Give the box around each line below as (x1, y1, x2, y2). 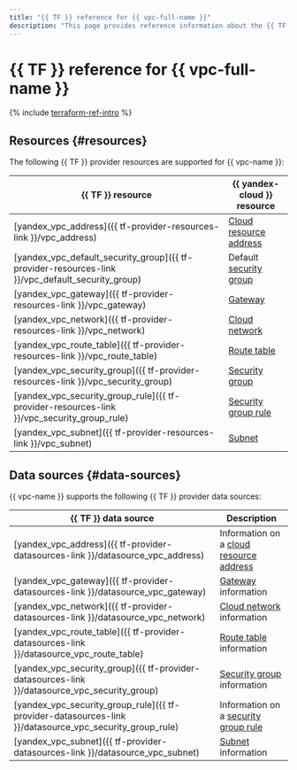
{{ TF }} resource (80, 189, 153, 201)
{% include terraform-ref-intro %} (9, 107, 133, 118)
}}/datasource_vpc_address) (87, 549, 205, 562)
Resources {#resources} (9, 133, 148, 148)
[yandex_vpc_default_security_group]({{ (13, 252, 179, 264)
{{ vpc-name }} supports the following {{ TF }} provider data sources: (9, 491, 262, 502)
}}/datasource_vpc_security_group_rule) (13, 721, 179, 734)
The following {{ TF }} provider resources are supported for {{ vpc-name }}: (9, 157, 285, 167)
